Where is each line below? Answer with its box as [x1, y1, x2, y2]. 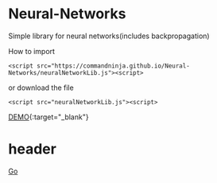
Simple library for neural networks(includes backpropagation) [8, 31, 210, 41]
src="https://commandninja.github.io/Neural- [37, 61, 191, 70]
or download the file [8, 83, 74, 92]
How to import [8, 46, 56, 56]
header [8, 140, 57, 158]
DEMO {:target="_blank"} [8, 112, 89, 122]
